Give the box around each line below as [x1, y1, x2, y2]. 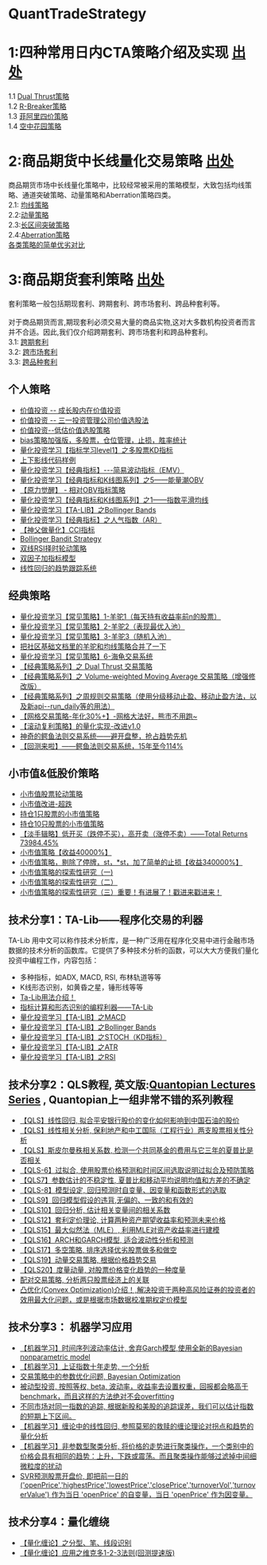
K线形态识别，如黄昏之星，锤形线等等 [19, 982, 144, 993]
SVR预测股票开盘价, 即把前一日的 [19, 1471, 129, 1480]
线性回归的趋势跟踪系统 [19, 563, 97, 572]
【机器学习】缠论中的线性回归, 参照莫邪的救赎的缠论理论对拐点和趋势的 [19, 1421, 254, 1431]
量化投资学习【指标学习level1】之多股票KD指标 [19, 445, 173, 454]
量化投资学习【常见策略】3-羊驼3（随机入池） [19, 631, 172, 641]
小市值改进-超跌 [19, 799, 73, 809]
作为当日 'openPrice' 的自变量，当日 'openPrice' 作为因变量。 [51, 1489, 253, 1499]
